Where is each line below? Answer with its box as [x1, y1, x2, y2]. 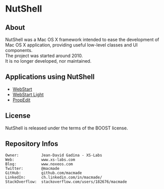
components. [5, 48, 33, 53]
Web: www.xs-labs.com [5, 157, 75, 162]
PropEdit [12, 97, 31, 103]
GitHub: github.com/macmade [5, 170, 82, 176]
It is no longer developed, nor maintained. [5, 58, 92, 64]
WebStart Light [12, 91, 44, 98]
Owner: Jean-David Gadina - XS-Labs [5, 153, 102, 158]
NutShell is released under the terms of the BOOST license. [5, 125, 128, 131]
